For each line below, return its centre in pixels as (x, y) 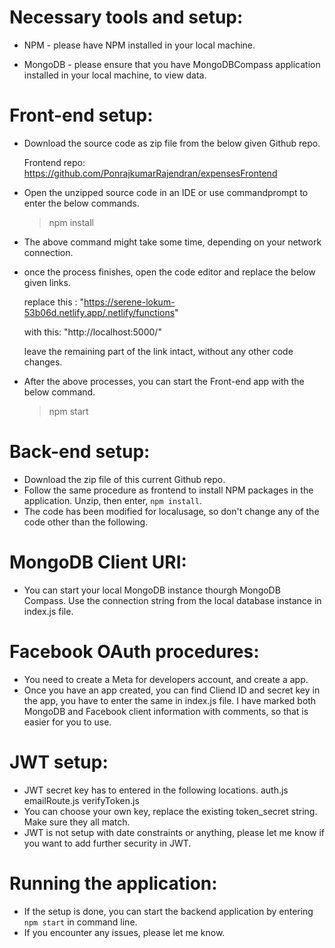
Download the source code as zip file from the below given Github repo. (172, 143)
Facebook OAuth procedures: (134, 651)
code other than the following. (86, 522)
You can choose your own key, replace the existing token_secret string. (170, 811)
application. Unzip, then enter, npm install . (112, 500)
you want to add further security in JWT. (107, 843)
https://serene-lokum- (129, 302)
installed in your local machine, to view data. (115, 75)
